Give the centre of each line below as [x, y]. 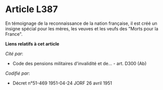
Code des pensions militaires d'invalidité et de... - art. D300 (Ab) [79, 63]
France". [14, 34]
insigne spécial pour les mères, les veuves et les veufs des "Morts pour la [82, 28]
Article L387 [32, 9]
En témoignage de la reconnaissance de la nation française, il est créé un [81, 23]
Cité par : [14, 54]
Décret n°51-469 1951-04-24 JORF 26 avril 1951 [62, 83]
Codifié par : [18, 73]
